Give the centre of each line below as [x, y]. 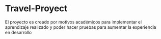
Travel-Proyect [36, 9]
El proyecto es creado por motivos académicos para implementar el [74, 22]
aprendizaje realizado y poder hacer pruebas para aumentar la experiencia [80, 27]
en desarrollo [18, 32]
